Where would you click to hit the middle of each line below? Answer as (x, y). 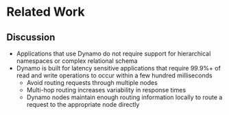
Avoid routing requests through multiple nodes (92, 82)
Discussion (31, 37)
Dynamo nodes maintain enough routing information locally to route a (124, 97)
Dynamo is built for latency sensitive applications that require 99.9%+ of (118, 68)
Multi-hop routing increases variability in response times (106, 90)
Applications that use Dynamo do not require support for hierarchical (113, 53)
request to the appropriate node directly (83, 104)
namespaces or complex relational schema (77, 61)
